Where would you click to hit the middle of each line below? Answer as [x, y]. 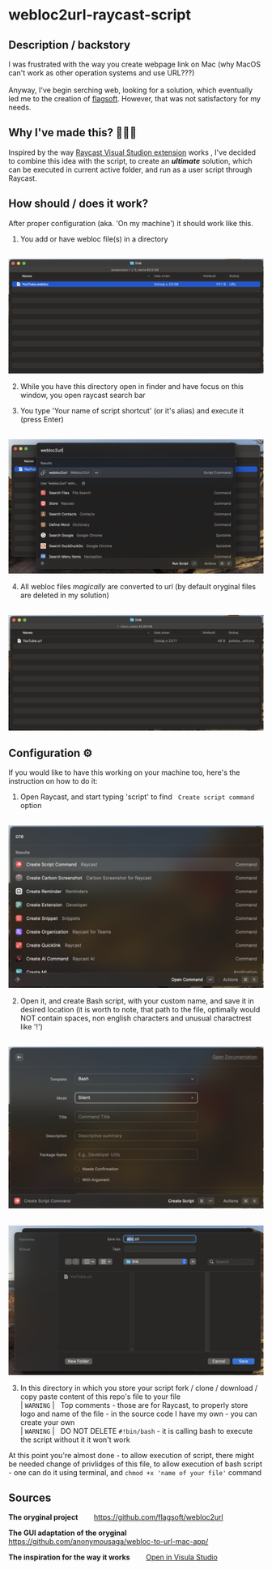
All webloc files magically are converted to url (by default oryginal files [138, 587]
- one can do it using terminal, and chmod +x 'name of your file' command [135, 1472]
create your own [47, 1422]
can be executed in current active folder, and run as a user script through [130, 169]
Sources [30, 1498]
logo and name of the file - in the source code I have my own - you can [138, 1414]
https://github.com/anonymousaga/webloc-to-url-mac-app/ [108, 1542]
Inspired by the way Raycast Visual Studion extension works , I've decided [132, 152]
